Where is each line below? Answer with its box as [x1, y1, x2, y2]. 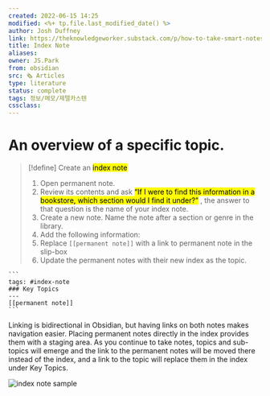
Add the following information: [39, 230, 141, 240]
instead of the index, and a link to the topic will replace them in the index [8, 355, 248, 365]
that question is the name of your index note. [39, 204, 189, 214]
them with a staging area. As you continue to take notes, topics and [8, 337, 231, 347]
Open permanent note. [39, 179, 116, 188]
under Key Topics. [8, 363, 68, 373]
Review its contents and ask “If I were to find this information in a [39, 187, 256, 197]
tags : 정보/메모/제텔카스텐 [8, 94, 87, 102]
